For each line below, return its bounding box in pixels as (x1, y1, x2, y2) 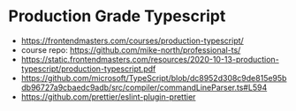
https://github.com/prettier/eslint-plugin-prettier (20, 91, 196, 102)
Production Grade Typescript (8, 6, 226, 26)
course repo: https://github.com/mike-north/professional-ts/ (20, 44, 241, 55)
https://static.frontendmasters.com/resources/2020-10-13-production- (20, 54, 279, 64)
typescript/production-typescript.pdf (20, 63, 156, 74)
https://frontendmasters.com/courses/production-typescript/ (20, 35, 244, 46)
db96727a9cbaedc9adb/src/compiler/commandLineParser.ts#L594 (20, 82, 268, 92)
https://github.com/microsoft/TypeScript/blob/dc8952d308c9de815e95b (20, 72, 287, 83)
